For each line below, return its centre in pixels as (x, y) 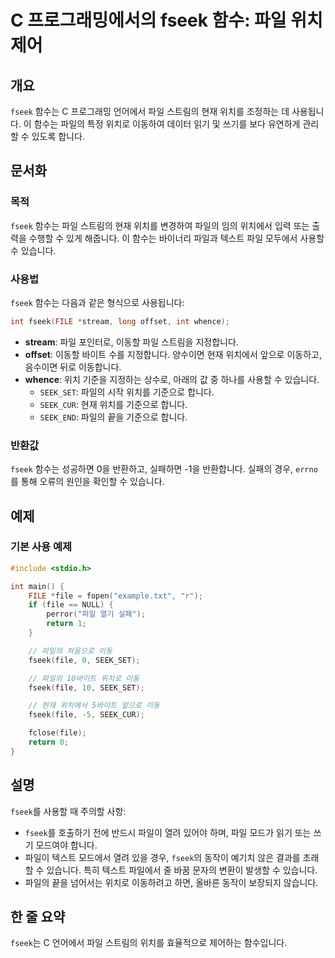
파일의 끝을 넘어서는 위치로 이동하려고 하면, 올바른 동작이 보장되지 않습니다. (171, 882)
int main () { (37, 586)
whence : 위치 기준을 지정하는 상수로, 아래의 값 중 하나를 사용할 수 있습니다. (172, 379)
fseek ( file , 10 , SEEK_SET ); (86, 687)
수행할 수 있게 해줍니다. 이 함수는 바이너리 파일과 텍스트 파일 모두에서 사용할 (176, 238)
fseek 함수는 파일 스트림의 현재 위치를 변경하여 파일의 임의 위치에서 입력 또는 (160, 225)
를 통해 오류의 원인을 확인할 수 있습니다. (87, 482)
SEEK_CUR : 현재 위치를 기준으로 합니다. (113, 404)
